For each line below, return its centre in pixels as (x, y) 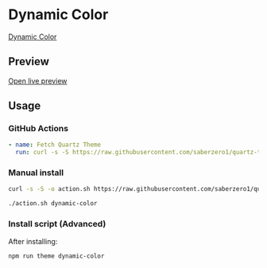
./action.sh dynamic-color (53, 204)
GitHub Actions (39, 129)
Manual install (36, 173)
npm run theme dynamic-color (56, 256)
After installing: (33, 241)
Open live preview (38, 80)
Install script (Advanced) (57, 224)
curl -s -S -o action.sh (49, 189)
